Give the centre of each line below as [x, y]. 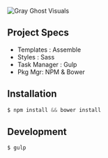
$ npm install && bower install [54, 110]
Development [37, 132]
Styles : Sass [36, 57]
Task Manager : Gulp [47, 64]
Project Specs [38, 33]
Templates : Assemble [49, 50]
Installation [32, 94]
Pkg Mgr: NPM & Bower [51, 72]
